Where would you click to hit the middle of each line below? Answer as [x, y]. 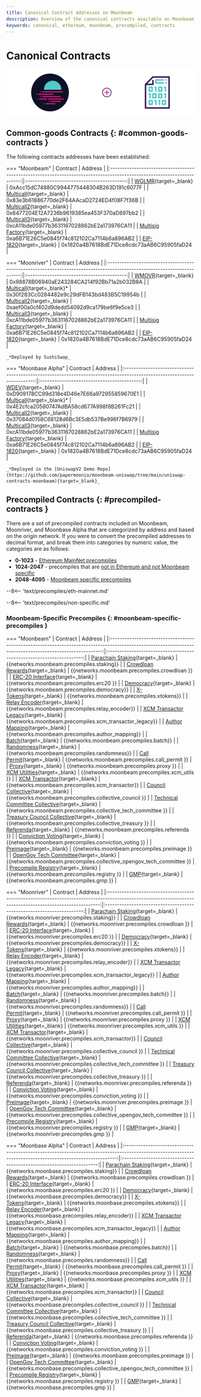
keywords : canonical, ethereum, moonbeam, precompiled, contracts [91, 25]
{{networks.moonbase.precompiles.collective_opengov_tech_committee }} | [100, 1368]
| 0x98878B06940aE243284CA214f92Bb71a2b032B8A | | [78, 282]
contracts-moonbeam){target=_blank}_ [53, 481]
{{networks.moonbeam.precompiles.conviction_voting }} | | [79, 842]
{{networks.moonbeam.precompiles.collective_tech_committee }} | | [90, 811]
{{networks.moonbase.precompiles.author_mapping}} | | [76, 1241]
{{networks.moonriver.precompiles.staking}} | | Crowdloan [78, 918]
